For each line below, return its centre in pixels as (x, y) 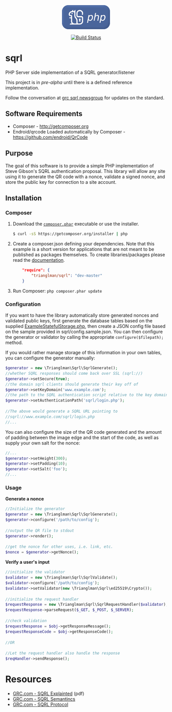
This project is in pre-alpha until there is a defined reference (69, 82)
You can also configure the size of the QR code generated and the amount (84, 432)
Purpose (19, 153)
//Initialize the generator (35, 509)
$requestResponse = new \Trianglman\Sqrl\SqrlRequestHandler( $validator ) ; (87, 605)
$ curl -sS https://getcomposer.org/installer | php (70, 234)
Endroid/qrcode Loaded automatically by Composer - (69, 131)
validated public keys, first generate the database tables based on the (79, 321)
